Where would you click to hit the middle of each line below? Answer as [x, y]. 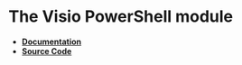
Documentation [51, 42]
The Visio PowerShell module [121, 17]
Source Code [47, 51]
